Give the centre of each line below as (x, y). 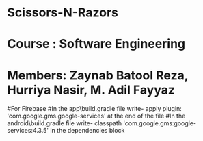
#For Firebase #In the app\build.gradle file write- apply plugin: (95, 109)
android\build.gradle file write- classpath (64, 123)
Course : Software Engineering (96, 44)
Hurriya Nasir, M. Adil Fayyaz (91, 90)
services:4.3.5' (28, 131)
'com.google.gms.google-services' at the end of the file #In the (96, 116)
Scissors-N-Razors (63, 13)
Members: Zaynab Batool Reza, (98, 75)
